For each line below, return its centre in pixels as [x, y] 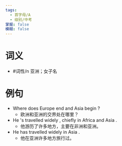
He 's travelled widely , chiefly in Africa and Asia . [65, 120]
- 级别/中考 [21, 19]
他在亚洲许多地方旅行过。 [47, 138]
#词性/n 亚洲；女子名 [35, 71]
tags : [11, 10]
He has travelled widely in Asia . [46, 132]
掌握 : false [17, 24]
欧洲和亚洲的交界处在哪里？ [50, 114]
